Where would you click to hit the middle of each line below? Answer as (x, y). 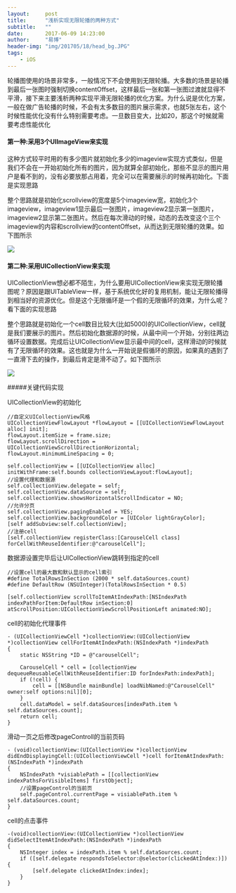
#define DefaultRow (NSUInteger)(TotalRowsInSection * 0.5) (97, 585)
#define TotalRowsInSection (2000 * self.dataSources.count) (99, 579)
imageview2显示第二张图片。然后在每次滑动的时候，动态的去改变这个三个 (114, 217)
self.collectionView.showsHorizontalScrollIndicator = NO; (96, 499)
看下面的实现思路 (32, 309)
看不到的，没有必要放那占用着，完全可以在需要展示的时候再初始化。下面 (124, 176)
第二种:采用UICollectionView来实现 (59, 266)
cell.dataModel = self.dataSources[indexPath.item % (99, 705)
